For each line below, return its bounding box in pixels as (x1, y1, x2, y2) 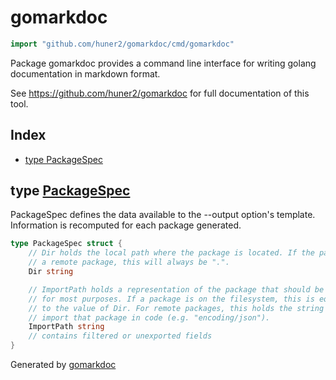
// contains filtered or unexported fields (28, 331, 213, 341)
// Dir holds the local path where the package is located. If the (28, 248, 315, 258)
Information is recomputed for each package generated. (10, 219, 242, 231)
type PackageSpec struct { (10, 239, 123, 249)
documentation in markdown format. (10, 67, 161, 80)
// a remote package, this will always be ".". (28, 257, 230, 268)
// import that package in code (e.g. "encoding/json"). (28, 312, 271, 323)
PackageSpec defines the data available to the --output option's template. (10, 209, 316, 221)
